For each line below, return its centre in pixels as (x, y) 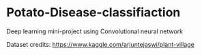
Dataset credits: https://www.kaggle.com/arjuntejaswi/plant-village (101, 44)
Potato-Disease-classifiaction (93, 13)
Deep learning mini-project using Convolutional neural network (95, 31)
